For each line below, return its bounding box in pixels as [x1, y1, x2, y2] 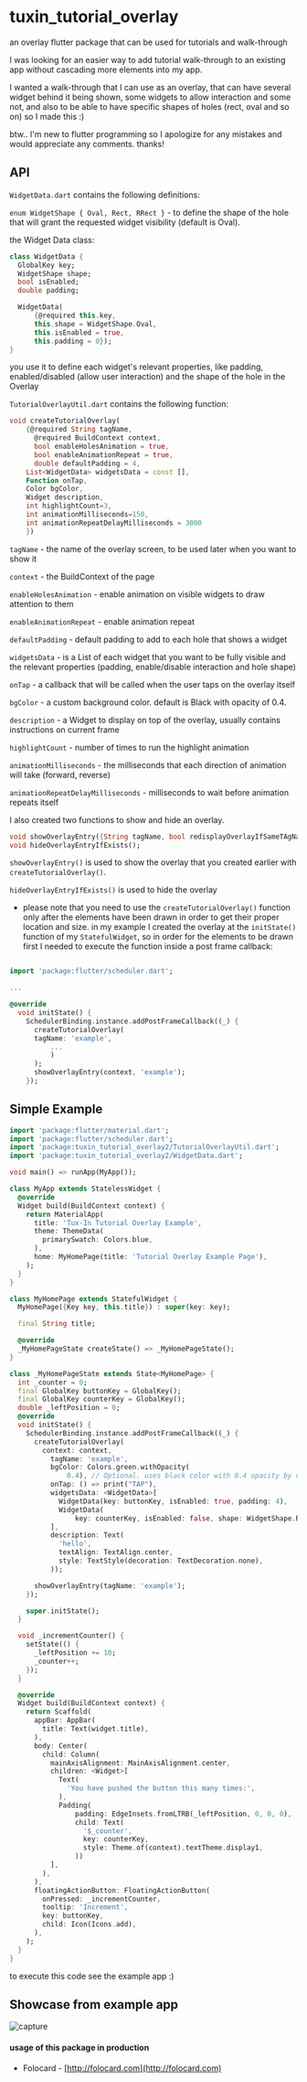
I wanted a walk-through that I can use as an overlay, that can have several [9, 81, 291, 92]
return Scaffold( [26, 1707, 92, 1716]
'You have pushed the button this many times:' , [67, 1784, 256, 1793]
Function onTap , [26, 475, 89, 486]
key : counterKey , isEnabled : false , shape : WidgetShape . [74, 1513, 297, 1523]
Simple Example [9, 1102, 103, 1117]
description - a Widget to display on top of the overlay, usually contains [9, 714, 281, 725]
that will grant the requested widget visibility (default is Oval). [9, 217, 240, 228]
